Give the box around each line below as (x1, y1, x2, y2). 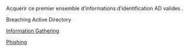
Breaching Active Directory (6, 16, 72, 23)
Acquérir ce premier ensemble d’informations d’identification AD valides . (6, 5, 184, 12)
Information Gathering (6, 27, 60, 34)
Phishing (6, 39, 28, 45)
